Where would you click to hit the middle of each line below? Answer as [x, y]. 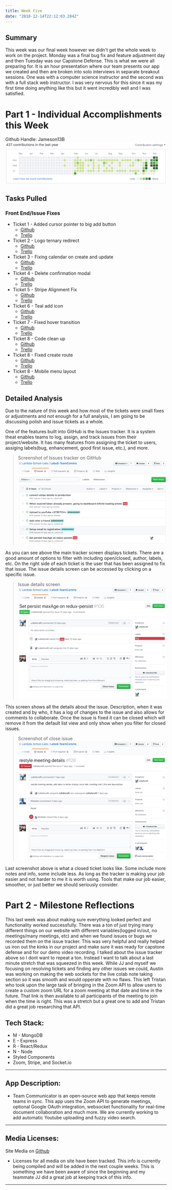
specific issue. [20, 574]
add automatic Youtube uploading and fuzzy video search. [74, 1117]
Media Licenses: [32, 1138]
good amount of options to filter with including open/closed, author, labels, [84, 558]
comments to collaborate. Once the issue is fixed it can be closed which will [85, 717]
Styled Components [34, 1057]
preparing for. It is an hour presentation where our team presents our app [82, 66]
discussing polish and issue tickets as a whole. [55, 422]
